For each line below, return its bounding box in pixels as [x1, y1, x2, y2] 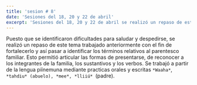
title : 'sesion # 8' [6, 8, 57, 15]
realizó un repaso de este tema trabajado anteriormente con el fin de [6, 41, 172, 48]
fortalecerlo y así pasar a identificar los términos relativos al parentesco [6, 48, 179, 55]
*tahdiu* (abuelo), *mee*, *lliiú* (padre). [6, 72, 115, 79]
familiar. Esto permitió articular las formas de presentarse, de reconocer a [6, 54, 184, 61]
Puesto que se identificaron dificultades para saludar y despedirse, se [6, 36, 175, 42]
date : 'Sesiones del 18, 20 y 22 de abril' [6, 14, 114, 20]
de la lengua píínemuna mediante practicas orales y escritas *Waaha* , [6, 66, 173, 73]
